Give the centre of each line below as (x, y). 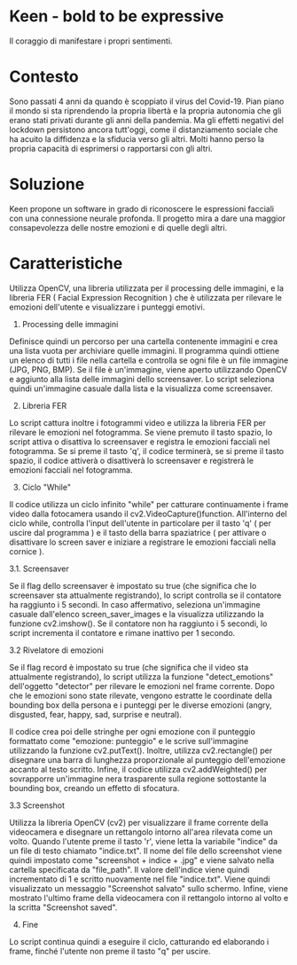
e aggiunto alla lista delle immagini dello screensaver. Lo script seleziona (142, 379)
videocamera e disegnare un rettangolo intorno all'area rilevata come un (141, 832)
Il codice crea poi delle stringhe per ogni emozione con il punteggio (132, 731)
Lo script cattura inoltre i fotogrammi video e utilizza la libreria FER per (137, 422)
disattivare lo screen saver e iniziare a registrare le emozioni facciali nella (143, 542)
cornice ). (27, 551)
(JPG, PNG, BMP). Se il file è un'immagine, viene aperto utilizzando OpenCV (148, 369)
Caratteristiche (66, 263)
